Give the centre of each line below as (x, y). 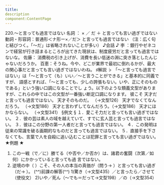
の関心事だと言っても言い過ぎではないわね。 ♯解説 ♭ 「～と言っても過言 (78, 70)
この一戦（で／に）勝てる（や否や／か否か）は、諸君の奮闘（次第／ (81, 153)
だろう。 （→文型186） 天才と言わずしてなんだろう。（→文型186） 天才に (79, 106)
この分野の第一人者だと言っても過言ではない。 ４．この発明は (94, 124)
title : (12, 10)
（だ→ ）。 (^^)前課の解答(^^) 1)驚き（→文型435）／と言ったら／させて (83, 172)
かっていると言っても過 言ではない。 (66, 160)
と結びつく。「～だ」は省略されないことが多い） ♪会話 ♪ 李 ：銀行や (74, 45)
